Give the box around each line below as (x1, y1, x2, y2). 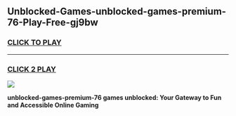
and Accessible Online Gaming (7, 101, 99, 109)
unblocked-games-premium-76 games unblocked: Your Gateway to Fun (7, 93, 222, 101)
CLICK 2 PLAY (7, 64, 56, 74)
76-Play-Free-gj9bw (7, 17, 98, 29)
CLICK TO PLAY (7, 38, 62, 48)
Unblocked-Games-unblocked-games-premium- (7, 6, 227, 18)
